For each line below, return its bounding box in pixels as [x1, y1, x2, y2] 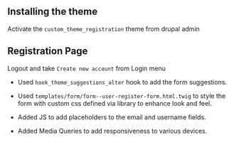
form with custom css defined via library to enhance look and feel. [17, 99, 212, 107]
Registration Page [7, 45, 88, 58]
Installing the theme [7, 6, 98, 18]
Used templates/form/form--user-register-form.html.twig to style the [17, 92, 226, 100]
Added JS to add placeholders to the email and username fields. [17, 113, 206, 121]
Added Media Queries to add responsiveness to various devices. [17, 126, 208, 135]
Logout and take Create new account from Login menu [7, 64, 166, 72]
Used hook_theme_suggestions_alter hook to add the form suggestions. [17, 77, 228, 86]
